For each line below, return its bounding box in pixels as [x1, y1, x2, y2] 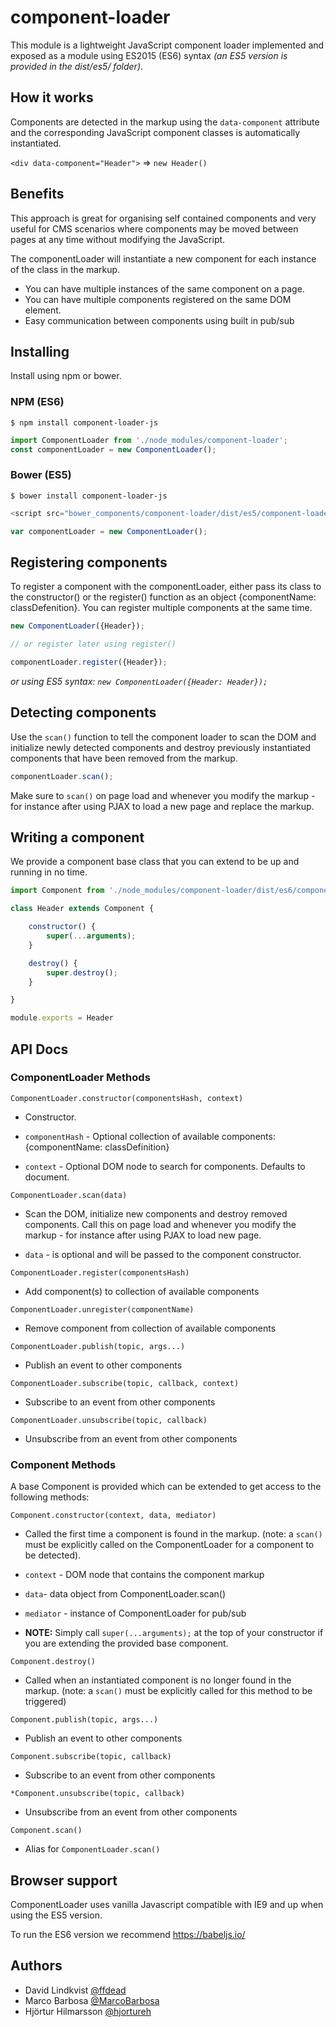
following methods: [10, 1491, 90, 1503]
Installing [10, 343, 70, 360]
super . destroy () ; [46, 967, 118, 978]
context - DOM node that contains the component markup [24, 1569, 265, 1581]
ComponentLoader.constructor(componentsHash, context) [10, 1093, 244, 1103]
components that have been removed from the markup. [10, 752, 238, 764]
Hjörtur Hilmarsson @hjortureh [24, 2005, 152, 2017]
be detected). [24, 1549, 82, 1561]
